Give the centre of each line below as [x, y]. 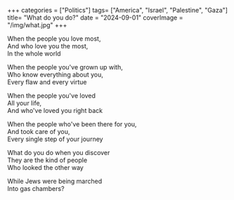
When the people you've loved [52, 95]
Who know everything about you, [56, 74]
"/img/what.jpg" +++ [37, 25]
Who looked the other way [46, 167]
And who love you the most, [48, 46]
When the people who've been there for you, [72, 124]
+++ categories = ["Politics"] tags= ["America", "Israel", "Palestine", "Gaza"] [118, 10]
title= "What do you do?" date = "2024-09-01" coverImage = [95, 18]
